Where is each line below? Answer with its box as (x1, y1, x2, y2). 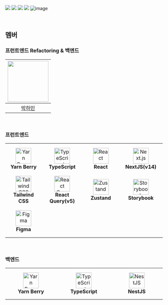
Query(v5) (49, 197, 75, 205)
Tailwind (13, 191, 34, 198)
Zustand (90, 194, 111, 201)
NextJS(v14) (125, 163, 156, 170)
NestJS (127, 288, 146, 295)
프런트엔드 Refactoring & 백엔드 (5, 47, 79, 54)
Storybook (128, 194, 154, 201)
